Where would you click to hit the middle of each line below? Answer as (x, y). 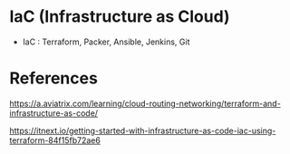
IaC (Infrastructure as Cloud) (120, 17)
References (53, 78)
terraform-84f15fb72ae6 (55, 140)
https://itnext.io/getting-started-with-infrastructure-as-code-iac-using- (143, 130)
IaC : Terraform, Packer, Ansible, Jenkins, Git (106, 42)
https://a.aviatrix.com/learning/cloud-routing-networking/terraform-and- (145, 103)
